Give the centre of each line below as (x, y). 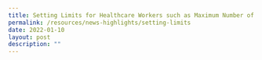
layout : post (29, 37)
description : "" (35, 44)
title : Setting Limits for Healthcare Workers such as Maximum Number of (131, 15)
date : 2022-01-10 (36, 30)
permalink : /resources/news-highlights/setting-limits (100, 23)
